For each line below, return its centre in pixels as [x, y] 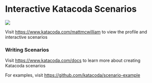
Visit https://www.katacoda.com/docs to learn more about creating [73, 60]
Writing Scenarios [27, 50]
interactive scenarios [26, 37]
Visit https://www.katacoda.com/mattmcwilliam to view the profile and [76, 32]
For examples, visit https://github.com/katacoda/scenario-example [73, 75]
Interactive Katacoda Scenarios [71, 9]
